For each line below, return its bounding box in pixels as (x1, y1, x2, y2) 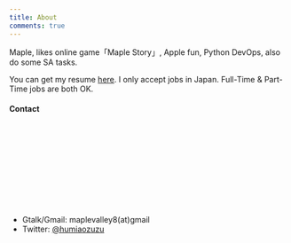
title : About (9, 12, 58, 22)
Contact (9, 104, 40, 114)
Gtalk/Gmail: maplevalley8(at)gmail (21, 214, 151, 224)
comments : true (9, 21, 66, 30)
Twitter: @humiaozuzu (21, 223, 105, 234)
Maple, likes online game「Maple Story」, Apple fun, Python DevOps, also (9, 46, 281, 58)
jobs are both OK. (29, 83, 94, 94)
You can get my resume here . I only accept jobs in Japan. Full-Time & (9, 74, 263, 84)
